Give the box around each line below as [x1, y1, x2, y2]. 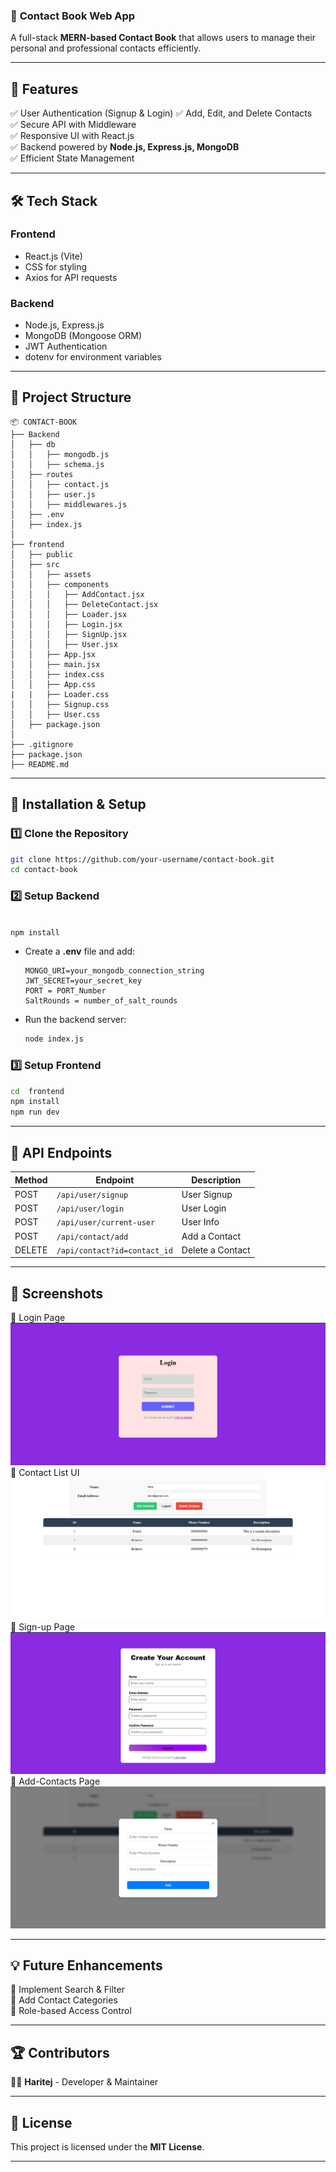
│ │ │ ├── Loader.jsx [10, 609, 128, 619]
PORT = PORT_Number [24, 986, 107, 996]
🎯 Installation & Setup [10, 796, 147, 813]
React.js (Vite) [24, 250, 83, 262]
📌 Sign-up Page [10, 1620, 76, 1633]
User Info [181, 1216, 220, 1228]
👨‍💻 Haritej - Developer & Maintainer [10, 2076, 159, 2088]
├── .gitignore [10, 739, 74, 749]
